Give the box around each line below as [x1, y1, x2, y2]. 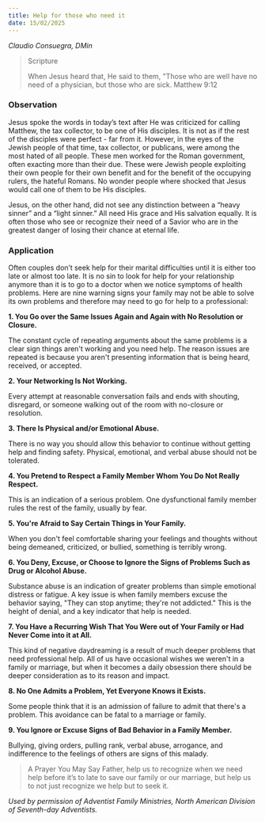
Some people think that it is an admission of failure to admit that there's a [8, 702, 247, 711]
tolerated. [8, 456, 40, 465]
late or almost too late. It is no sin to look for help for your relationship [8, 271, 235, 281]
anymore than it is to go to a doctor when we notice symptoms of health [8, 280, 243, 290]
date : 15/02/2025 [8, 19, 66, 27]
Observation [8, 100, 58, 111]
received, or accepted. [8, 361, 82, 370]
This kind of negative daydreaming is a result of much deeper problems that [8, 646, 256, 655]
